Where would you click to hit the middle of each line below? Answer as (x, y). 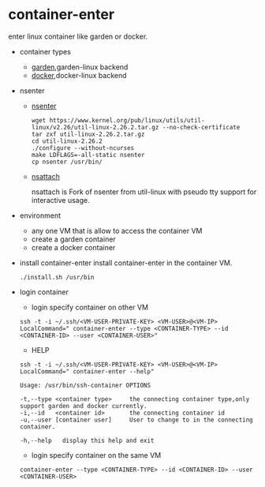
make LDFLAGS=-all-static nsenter (88, 155)
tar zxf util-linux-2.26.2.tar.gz (88, 134)
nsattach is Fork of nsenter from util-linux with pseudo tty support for (144, 192)
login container (44, 292)
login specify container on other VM (90, 307)
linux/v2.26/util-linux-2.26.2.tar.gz (95, 127)
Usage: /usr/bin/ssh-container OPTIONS (85, 385)
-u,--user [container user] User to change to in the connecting (136, 420)
